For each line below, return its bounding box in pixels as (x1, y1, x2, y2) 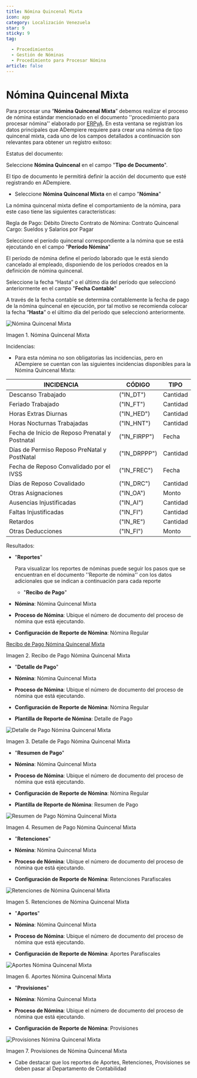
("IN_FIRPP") (119, 432, 155, 441)
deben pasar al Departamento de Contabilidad (14, 1065, 127, 1072)
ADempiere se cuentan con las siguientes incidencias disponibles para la (14, 361, 191, 368)
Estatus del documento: (6, 150, 63, 157)
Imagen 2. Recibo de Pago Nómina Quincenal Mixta (6, 652, 131, 659)
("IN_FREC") (119, 466, 154, 475)
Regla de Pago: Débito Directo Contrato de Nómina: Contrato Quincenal (6, 220, 179, 227)
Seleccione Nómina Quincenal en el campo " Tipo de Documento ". (6, 162, 168, 169)
